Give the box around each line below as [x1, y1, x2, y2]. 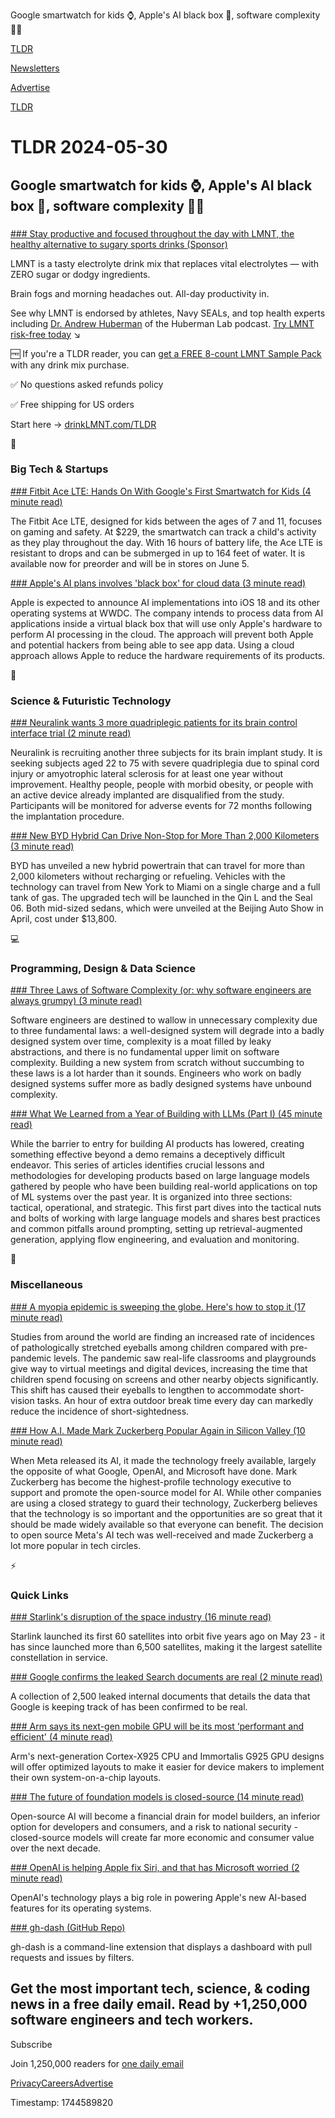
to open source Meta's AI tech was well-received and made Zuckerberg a [10, 1529, 314, 1541]
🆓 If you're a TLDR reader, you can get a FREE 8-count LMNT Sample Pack [10, 347, 322, 359]
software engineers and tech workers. [10, 2012, 254, 2029]
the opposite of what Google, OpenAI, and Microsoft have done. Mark [10, 1465, 298, 1477]
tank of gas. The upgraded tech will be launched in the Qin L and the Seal [10, 892, 313, 904]
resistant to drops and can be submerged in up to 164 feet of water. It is [10, 547, 306, 559]
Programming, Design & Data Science [10, 962, 197, 976]
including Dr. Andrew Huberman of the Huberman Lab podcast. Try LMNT [10, 317, 315, 329]
